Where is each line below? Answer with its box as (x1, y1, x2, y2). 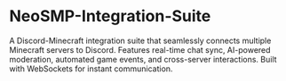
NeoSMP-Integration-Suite (9, 6, 211, 26)
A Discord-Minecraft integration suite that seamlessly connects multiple (9, 35, 272, 46)
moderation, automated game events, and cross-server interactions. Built (9, 54, 277, 64)
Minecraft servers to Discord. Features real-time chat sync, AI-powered (9, 44, 271, 55)
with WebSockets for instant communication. (9, 63, 173, 74)
